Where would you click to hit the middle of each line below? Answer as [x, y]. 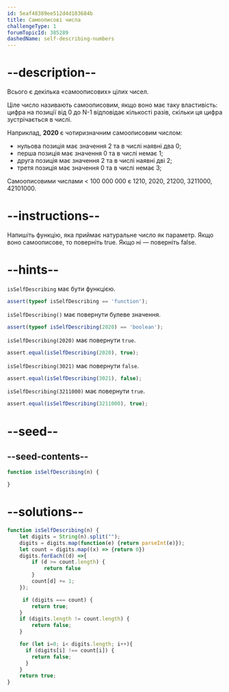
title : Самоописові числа [44, 20]
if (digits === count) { [58, 600]
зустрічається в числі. [39, 120]
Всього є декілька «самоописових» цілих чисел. [78, 92]
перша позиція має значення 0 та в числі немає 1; [90, 153]
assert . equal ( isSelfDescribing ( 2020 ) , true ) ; [73, 353]
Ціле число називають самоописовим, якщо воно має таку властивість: [112, 105]
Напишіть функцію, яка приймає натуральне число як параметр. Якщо [110, 235]
